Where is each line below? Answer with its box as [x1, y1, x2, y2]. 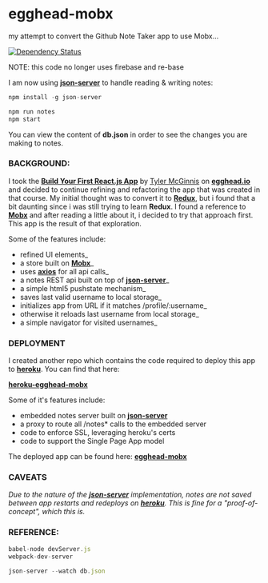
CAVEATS [8, 472, 48, 483]
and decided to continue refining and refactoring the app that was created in [8, 185, 261, 194]
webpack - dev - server [8, 553, 74, 561]
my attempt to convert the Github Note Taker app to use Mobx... [8, 31, 219, 41]
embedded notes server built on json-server [19, 411, 168, 421]
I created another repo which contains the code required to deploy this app [8, 356, 256, 365]
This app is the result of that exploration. [8, 218, 142, 228]
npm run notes [8, 107, 56, 116]
